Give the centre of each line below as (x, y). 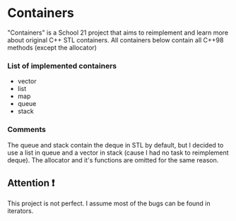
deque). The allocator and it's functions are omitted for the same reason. (113, 160)
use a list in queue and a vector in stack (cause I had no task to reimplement (118, 153)
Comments (26, 130)
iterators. (20, 211)
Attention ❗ (31, 183)
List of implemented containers (62, 66)
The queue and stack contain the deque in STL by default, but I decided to (116, 145)
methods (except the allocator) (52, 47)
